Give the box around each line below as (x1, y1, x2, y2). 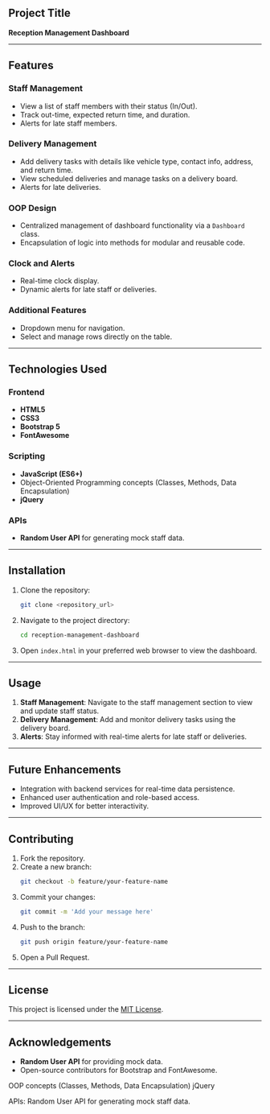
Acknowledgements (8, 1035, 112, 1049)
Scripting (8, 451, 46, 462)
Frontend (8, 386, 45, 398)
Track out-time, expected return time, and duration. (19, 109, 190, 119)
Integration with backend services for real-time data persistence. (19, 784, 235, 794)
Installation (8, 563, 66, 578)
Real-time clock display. (19, 276, 100, 286)
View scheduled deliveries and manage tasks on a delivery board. (19, 173, 239, 184)
